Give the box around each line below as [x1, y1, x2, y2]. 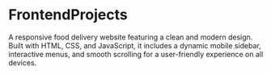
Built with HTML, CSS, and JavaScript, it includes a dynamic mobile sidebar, [8, 40, 261, 50]
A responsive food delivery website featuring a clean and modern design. [8, 32, 253, 42]
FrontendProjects [8, 6, 128, 24]
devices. [8, 58, 37, 68]
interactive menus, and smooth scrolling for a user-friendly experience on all [8, 49, 264, 59]
